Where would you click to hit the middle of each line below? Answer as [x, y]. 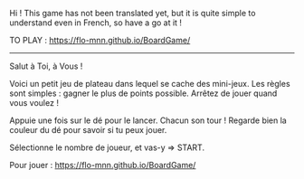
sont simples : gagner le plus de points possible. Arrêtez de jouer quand [143, 93]
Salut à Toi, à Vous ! [46, 66]
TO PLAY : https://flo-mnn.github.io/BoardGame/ [100, 40]
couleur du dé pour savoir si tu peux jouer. [88, 130]
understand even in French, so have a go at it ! [96, 23]
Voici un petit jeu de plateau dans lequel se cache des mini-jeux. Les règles [150, 84]
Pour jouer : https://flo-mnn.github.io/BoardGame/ [103, 165]
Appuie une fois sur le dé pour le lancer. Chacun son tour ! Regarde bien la [148, 120]
